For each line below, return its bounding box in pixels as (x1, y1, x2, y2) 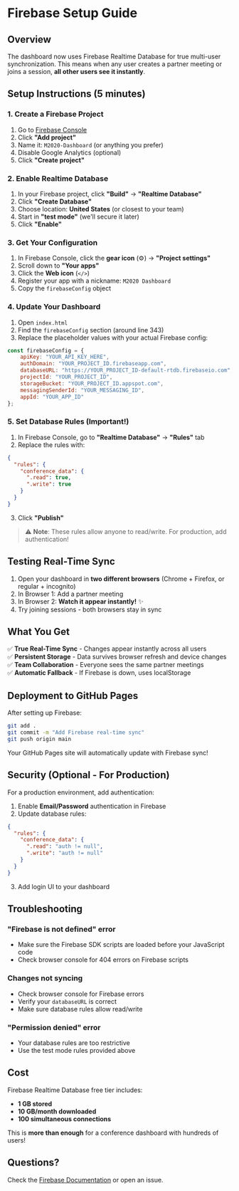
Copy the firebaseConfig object (17, 284, 112, 293)
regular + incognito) (17, 582, 76, 590)
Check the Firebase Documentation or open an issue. (7, 1175, 164, 1184)
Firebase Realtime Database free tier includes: (7, 1086, 143, 1094)
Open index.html (17, 318, 68, 327)
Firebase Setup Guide (7, 5, 137, 21)
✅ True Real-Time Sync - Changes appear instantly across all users (7, 644, 207, 653)
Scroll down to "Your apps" (17, 261, 100, 270)
